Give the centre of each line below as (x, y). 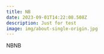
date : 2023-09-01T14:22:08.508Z (47, 17)
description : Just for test (41, 23)
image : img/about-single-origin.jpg (52, 28)
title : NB (19, 12)
